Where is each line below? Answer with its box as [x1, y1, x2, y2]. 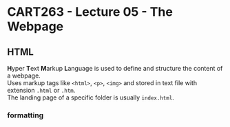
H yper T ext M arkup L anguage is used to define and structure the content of [7, 65, 223, 72]
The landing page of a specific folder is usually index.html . [7, 93, 174, 102]
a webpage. [7, 71, 41, 80]
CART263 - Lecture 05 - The [7, 4, 174, 20]
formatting [7, 111, 44, 120]
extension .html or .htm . [7, 86, 76, 94]
